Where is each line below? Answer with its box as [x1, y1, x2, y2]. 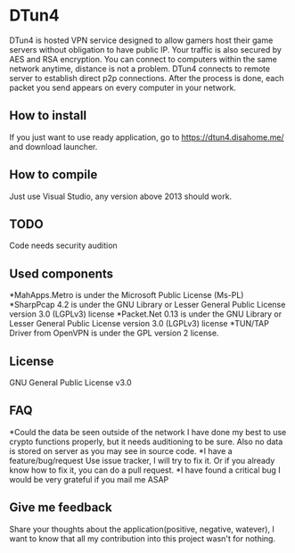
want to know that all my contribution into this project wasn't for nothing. [9, 532, 276, 544]
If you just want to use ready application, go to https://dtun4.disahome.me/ [9, 131, 284, 143]
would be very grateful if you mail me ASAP [9, 474, 169, 484]
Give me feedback [9, 500, 113, 516]
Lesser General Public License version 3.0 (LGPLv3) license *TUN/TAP [9, 318, 269, 329]
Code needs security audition [9, 240, 118, 251]
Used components [9, 266, 114, 281]
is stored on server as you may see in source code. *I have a [9, 445, 234, 456]
